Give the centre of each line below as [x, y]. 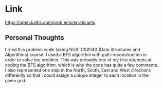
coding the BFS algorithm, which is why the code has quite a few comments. [82, 65]
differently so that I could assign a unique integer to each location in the [77, 75]
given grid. [16, 80]
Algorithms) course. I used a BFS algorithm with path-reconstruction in [76, 54]
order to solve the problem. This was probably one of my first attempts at [78, 60]
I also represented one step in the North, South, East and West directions [78, 70]
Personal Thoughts [35, 38]
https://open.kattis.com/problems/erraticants [50, 22]
